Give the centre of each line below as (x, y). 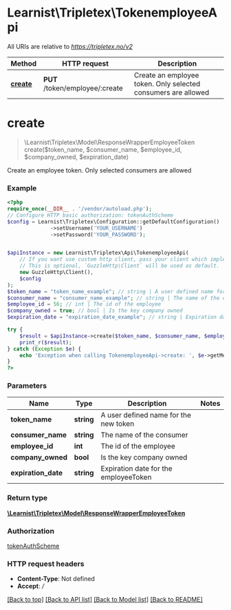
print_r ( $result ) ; (46, 342)
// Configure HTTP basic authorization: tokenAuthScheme (90, 215)
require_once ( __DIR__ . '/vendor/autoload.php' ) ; (80, 209)
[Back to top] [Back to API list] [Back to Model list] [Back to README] (105, 600)
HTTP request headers (46, 564)
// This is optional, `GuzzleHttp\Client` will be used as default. (120, 266)
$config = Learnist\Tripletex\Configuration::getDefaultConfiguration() (113, 222)
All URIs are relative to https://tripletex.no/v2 (70, 46)
